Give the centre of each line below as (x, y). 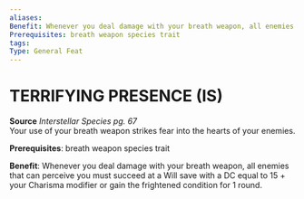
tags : (20, 43)
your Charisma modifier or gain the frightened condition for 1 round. (136, 185)
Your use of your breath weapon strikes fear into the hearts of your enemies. (152, 131)
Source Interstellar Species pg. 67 (74, 121)
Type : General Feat (46, 52)
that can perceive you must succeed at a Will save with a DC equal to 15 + (147, 175)
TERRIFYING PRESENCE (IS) (116, 96)
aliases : (26, 18)
